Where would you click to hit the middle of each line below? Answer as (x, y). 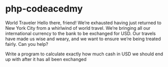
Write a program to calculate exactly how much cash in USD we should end (84, 54)
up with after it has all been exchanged (46, 59)
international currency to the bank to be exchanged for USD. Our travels (81, 33)
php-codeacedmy (44, 9)
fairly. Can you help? (27, 44)
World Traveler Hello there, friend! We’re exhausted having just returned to (83, 23)
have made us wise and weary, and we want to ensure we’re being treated (83, 39)
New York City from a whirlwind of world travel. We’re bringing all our (78, 28)
